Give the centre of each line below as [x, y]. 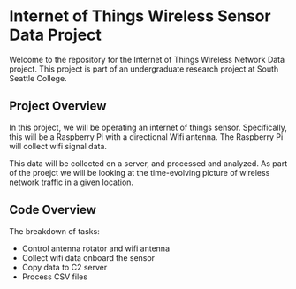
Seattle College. [38, 78]
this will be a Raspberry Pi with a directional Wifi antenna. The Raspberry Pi [146, 137]
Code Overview [53, 210]
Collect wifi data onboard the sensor [88, 257]
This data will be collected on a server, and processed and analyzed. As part [148, 163]
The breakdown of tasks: [54, 231]
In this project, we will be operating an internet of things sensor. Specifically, [148, 127]
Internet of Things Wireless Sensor [140, 16]
